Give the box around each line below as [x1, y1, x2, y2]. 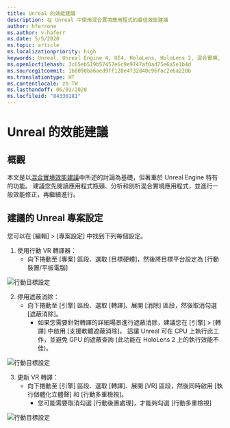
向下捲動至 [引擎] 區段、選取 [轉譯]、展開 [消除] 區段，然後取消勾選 [27, 301, 217, 309]
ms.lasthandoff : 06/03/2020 [7, 86, 88, 93]
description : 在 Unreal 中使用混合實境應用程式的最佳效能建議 [7, 16, 169, 23]
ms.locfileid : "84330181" [7, 93, 81, 100]
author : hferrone [7, 23, 57, 29]
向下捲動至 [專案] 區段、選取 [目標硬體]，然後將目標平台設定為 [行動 [27, 255, 219, 263]
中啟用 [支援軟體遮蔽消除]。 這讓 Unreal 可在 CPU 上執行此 [47, 327, 214, 335]
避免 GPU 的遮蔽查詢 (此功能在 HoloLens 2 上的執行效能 [55, 335, 214, 343]
